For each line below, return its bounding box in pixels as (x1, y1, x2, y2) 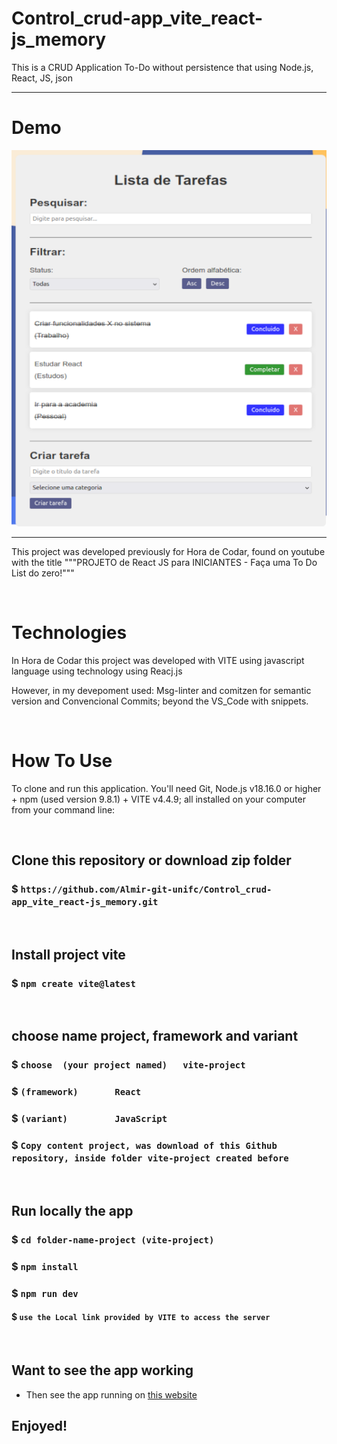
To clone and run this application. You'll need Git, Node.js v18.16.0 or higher (11, 782, 322, 794)
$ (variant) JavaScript (11, 1112, 168, 1126)
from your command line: (11, 803, 116, 816)
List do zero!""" (11, 567, 75, 579)
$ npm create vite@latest (11, 976, 136, 990)
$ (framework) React (11, 1085, 142, 1099)
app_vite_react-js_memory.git (11, 896, 159, 907)
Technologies (11, 621, 128, 644)
